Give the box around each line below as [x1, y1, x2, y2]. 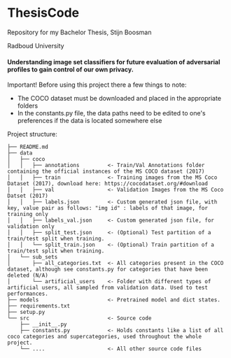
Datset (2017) [7, 192, 49, 200]
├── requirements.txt [7, 303, 71, 310]
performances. [7, 290, 49, 298]
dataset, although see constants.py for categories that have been [7, 266, 209, 273]
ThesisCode [7, 5, 79, 21]
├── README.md [7, 143, 49, 151]
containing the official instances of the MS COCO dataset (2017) [7, 168, 205, 176]
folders [17, 101, 38, 110]
